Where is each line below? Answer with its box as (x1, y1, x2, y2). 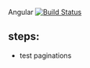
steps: (8, 30, 40, 43)
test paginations (19, 51, 72, 60)
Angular (8, 8, 34, 16)
